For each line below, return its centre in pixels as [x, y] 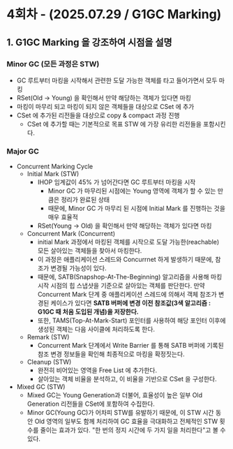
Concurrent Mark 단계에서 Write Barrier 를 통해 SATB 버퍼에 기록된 [130, 346]
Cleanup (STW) [49, 362]
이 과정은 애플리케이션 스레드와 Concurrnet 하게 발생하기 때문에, [126, 260]
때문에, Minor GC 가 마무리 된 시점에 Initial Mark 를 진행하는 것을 [137, 208]
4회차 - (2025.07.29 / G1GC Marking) [114, 14]
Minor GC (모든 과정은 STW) [53, 64]
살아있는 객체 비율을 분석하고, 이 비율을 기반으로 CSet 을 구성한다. [127, 379]
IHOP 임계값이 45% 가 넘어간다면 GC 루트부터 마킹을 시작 [116, 182]
